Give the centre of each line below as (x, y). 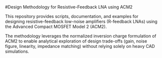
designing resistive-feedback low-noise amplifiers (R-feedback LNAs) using (81, 22)
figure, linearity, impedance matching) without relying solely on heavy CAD (80, 46)
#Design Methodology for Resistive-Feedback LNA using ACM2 (69, 7)
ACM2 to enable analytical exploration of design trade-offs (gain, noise (76, 41)
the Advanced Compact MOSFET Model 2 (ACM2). (56, 27)
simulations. (17, 51)
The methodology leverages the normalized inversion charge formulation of (81, 36)
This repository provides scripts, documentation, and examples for (72, 16)
